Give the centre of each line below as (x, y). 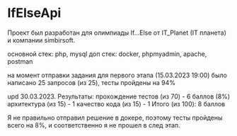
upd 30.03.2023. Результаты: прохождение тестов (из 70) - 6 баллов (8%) (119, 96)
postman (20, 61)
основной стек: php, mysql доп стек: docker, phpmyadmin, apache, (107, 54)
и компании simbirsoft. (41, 40)
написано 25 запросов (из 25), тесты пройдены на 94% (91, 82)
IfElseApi (34, 13)
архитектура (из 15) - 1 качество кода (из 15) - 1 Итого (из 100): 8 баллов (116, 103)
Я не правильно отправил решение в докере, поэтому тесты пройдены (115, 118)
